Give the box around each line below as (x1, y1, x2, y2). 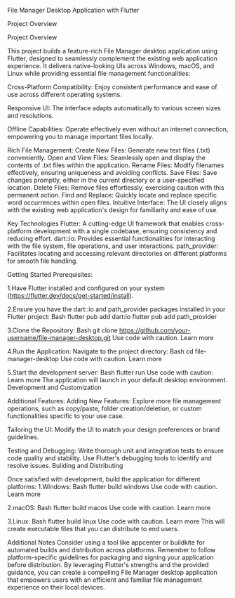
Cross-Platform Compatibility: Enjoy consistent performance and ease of (7, 83, 217, 91)
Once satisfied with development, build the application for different (7, 475, 201, 483)
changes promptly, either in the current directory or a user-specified (7, 176, 205, 184)
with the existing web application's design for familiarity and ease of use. (7, 206, 219, 214)
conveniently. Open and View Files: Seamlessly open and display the (7, 154, 206, 162)
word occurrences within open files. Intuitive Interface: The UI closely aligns (7, 198, 227, 207)
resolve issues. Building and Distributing (7, 462, 123, 469)
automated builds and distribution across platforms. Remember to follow (7, 546, 216, 554)
